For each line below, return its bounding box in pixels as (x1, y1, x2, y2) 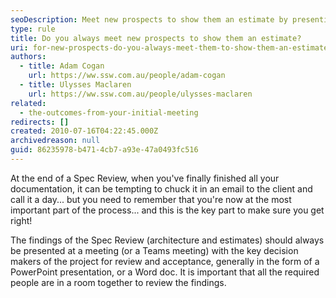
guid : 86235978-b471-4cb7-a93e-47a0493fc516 (10, 145, 199, 155)
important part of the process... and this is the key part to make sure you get (10, 204, 325, 216)
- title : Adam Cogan (19, 61, 105, 71)
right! (10, 214, 33, 226)
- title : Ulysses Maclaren (19, 80, 132, 90)
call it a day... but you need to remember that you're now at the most (10, 193, 292, 205)
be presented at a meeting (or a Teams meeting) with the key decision (10, 244, 299, 256)
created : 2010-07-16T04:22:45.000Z (10, 126, 159, 136)
